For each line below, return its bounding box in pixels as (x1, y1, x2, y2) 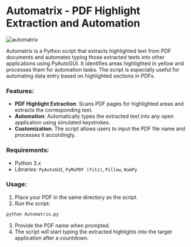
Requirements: (6, 146, 49, 154)
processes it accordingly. (14, 131, 76, 138)
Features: (6, 87, 34, 95)
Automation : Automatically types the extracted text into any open (14, 113, 174, 120)
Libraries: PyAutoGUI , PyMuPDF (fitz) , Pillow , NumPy (14, 165, 138, 172)
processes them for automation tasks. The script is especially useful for (6, 66, 180, 73)
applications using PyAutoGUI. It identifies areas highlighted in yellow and (6, 60, 184, 67)
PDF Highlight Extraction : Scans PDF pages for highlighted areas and (14, 100, 184, 107)
